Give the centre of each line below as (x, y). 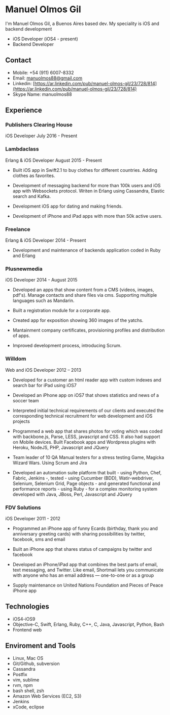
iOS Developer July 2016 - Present (41, 136)
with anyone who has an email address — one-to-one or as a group (83, 575)
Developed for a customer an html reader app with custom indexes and (87, 380)
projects (21, 421)
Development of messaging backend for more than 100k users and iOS (87, 185)
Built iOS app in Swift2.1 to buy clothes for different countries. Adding (85, 170)
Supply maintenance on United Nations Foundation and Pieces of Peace (88, 585)
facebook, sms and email (39, 539)
